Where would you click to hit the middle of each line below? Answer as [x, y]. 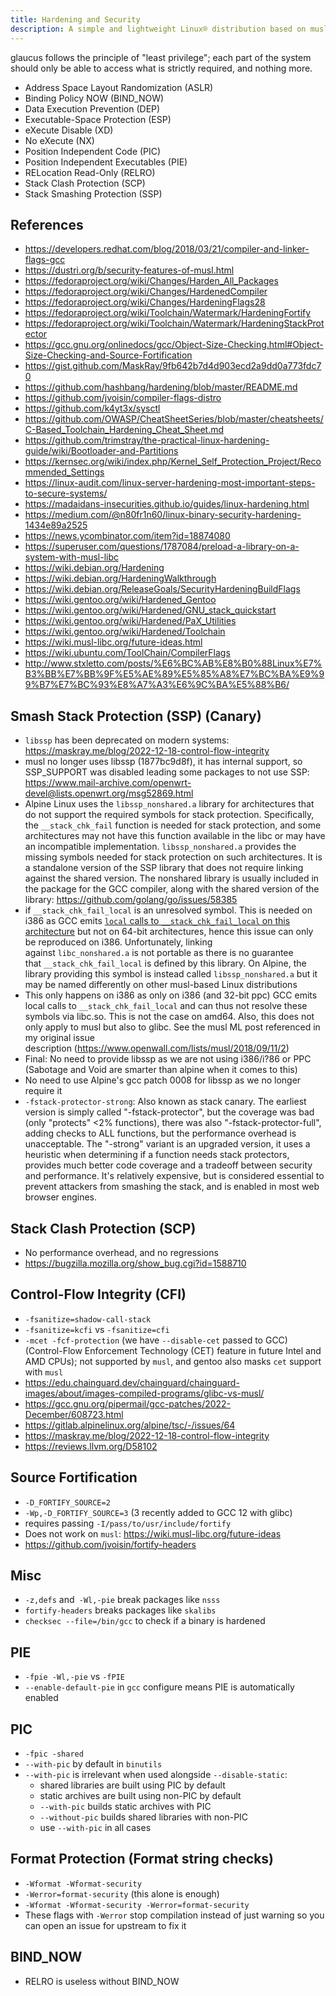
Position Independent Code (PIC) [93, 151]
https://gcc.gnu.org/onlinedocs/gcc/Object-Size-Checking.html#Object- [174, 345]
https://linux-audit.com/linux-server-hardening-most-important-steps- [170, 483]
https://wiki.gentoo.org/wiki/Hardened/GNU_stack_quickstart [150, 610]
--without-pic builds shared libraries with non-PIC [144, 1817]
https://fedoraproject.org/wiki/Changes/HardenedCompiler [146, 292]
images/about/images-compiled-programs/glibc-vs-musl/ [144, 1393]
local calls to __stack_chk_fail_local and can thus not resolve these [166, 1006]
